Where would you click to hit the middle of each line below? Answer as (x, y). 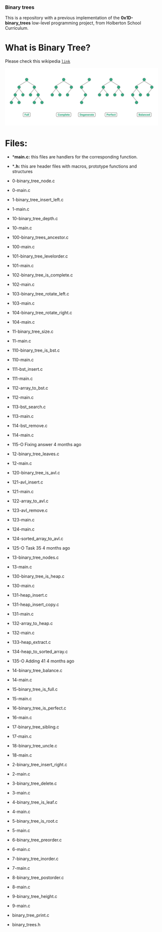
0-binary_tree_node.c (33, 181)
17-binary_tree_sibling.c (35, 727)
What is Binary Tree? (48, 48)
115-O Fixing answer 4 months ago (47, 445)
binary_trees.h (26, 925)
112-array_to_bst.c (30, 388)
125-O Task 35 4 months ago (41, 548)
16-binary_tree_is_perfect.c (39, 708)
